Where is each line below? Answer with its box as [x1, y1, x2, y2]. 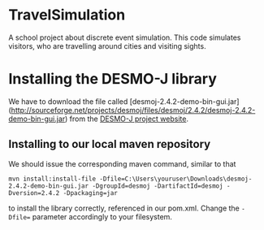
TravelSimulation [8, 6, 126, 24]
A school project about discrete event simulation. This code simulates [8, 33, 241, 42]
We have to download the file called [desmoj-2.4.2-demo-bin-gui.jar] [8, 96, 240, 106]
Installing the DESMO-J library [8, 70, 218, 89]
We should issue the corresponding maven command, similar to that [8, 158, 236, 168]
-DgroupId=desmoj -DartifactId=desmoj [92, 181, 223, 190]
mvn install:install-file [8, 175, 96, 183]
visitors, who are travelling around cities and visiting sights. [8, 41, 206, 50]
